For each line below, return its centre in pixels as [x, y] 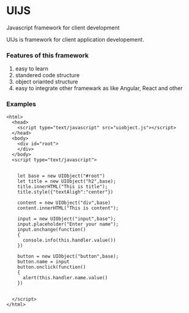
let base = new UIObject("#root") [61, 176]
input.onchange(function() [52, 229]
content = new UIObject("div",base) [64, 203]
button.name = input [43, 262]
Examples [21, 104]
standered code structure [47, 75]
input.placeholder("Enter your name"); [68, 224]
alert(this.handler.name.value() [65, 277]
